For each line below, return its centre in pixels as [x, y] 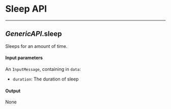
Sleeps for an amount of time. [36, 46]
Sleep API [26, 9]
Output [13, 91]
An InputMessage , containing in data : [43, 69]
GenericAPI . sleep [34, 34]
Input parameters [24, 58]
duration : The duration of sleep [46, 79]
